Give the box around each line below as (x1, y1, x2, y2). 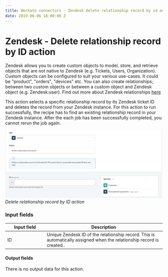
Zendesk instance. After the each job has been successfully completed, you (5, 115, 162, 121)
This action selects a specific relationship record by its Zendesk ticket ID (5, 99, 155, 105)
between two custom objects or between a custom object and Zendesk (5, 84, 152, 90)
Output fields (5, 255, 33, 261)
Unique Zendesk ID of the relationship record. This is (46, 231, 155, 237)
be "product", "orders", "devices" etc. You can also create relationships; (5, 78, 153, 84)
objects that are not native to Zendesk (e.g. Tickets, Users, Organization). (5, 68, 156, 74)
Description (91, 224, 116, 230)
